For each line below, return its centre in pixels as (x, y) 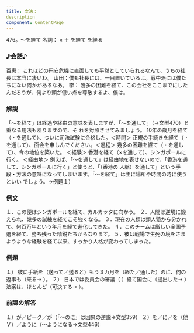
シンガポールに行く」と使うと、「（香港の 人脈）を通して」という (98, 167)
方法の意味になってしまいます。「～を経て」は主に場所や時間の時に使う (101, 174)
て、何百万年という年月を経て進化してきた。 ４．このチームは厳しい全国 (93, 227)
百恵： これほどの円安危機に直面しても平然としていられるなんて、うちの (93, 70)
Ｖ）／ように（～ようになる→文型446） (55, 324)
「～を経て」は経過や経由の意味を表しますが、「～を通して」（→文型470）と (98, 123)
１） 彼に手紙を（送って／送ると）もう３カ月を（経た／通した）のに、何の (96, 272)
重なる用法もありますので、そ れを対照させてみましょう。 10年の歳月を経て (97, 130)
